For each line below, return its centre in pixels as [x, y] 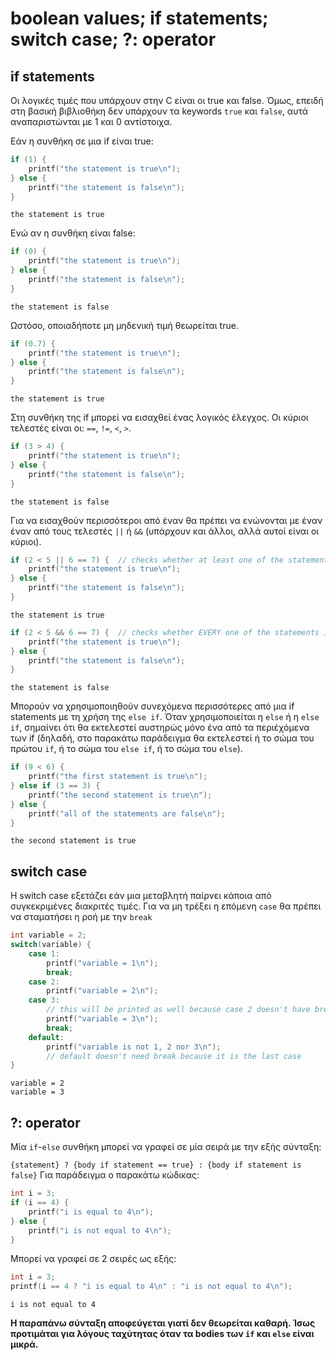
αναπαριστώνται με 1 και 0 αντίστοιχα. [91, 121]
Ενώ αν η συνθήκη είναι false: [73, 233]
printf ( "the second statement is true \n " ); [120, 795]
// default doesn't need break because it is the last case [174, 1056]
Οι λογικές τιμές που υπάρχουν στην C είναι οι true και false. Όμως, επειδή [167, 100]
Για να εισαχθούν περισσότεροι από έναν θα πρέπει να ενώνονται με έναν [166, 520]
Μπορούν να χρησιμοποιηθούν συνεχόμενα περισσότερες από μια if [152, 706]
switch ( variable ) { [51, 945]
